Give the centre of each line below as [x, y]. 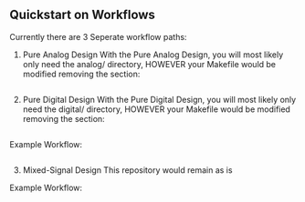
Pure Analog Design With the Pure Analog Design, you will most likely [153, 55]
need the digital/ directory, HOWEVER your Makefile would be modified [156, 109]
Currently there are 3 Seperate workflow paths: [98, 36]
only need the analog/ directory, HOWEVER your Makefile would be [149, 64]
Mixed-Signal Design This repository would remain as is [127, 170]
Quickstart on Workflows [82, 15]
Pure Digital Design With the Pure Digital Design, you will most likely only [159, 99]
